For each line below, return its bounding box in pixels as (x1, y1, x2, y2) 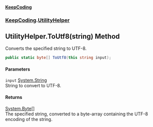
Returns (5, 94, 23, 100)
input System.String (5, 77, 47, 83)
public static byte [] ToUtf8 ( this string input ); (5, 55, 112, 60)
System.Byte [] (5, 105, 35, 111)
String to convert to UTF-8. (5, 83, 61, 89)
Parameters (5, 66, 30, 72)
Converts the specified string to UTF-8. (5, 45, 87, 51)
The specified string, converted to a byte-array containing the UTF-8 (5, 111, 148, 117)
